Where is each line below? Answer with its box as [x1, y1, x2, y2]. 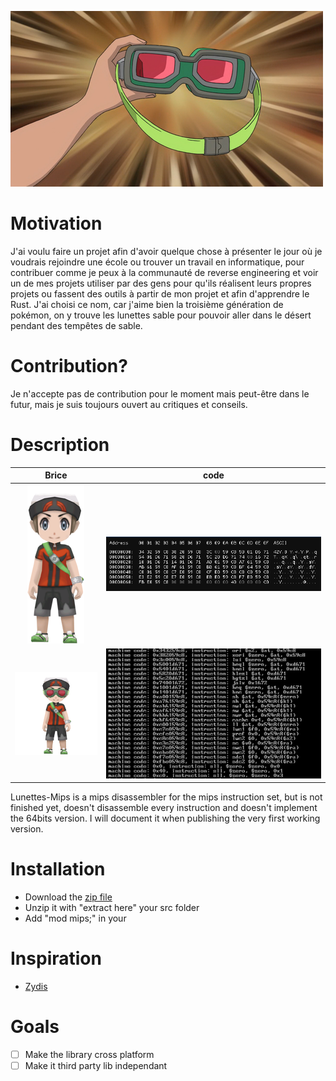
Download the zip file [24, 891, 113, 903]
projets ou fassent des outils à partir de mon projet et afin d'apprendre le [10, 287, 310, 300]
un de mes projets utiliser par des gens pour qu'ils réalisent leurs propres [10, 277, 312, 289]
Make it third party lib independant [24, 1059, 168, 1071]
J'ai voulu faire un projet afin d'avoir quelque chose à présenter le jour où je [10, 245, 323, 257]
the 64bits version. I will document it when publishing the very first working [10, 812, 321, 825]
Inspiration [10, 947, 102, 970]
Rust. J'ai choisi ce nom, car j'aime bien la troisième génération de [10, 298, 284, 310]
